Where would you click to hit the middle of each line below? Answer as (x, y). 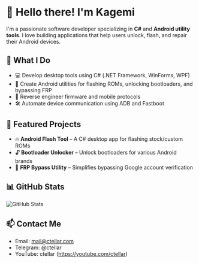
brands (24, 161)
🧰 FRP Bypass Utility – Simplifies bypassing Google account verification (104, 167)
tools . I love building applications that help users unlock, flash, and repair (97, 35)
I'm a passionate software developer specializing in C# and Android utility (98, 29)
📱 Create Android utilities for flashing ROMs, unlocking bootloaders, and (104, 84)
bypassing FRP (33, 90)
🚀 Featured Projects (44, 124)
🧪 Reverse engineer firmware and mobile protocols (78, 96)
